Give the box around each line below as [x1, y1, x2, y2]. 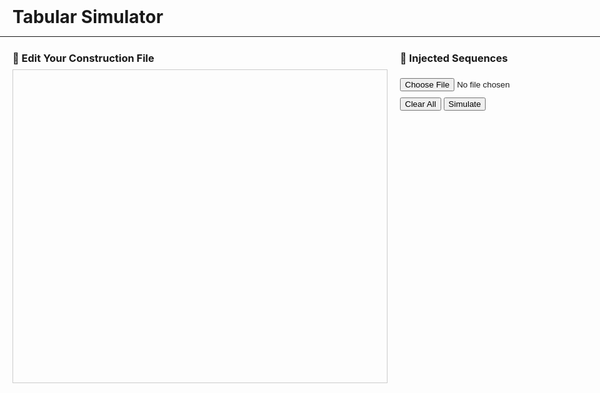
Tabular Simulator [12, 6, 164, 28]
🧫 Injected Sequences [400, 51, 509, 65]
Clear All [405, 99, 437, 109]
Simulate [448, 99, 482, 109]
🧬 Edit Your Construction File [12, 51, 155, 65]
